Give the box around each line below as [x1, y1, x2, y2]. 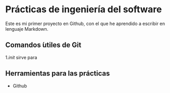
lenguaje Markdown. [5, 26, 49, 32]
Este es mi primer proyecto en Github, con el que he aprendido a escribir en [5, 20, 165, 27]
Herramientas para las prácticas [5, 69, 110, 78]
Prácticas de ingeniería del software [5, 4, 162, 15]
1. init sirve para [5, 54, 37, 60]
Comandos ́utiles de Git [5, 41, 81, 50]
